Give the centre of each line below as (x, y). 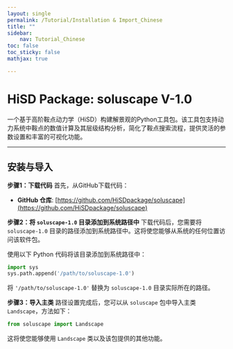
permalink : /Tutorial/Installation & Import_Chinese (85, 20)
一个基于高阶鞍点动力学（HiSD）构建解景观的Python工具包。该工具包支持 (113, 119)
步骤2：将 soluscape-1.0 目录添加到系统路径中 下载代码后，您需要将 (105, 222)
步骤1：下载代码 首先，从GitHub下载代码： (68, 185)
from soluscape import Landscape (55, 324)
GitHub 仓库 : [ (37, 200)
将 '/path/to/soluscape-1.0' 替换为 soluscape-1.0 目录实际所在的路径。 (111, 288)
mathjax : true (28, 59)
